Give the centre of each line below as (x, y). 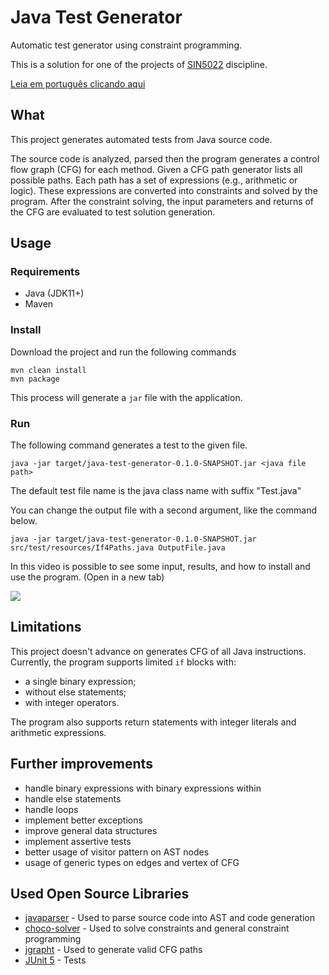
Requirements (45, 272)
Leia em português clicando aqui (78, 83)
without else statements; (75, 692)
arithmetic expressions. (58, 732)
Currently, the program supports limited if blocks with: (123, 662)
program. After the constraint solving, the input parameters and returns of (162, 201)
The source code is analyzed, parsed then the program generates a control (165, 158)
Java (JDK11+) (54, 293)
